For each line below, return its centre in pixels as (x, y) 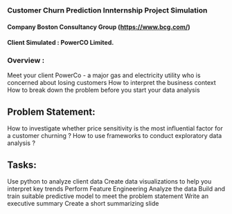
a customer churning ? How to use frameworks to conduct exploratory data (115, 136)
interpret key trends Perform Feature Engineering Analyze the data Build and (116, 189)
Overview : (26, 61)
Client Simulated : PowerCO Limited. (61, 43)
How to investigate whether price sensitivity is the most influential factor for (115, 128)
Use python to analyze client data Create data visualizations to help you (109, 182)
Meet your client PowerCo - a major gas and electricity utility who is (104, 75)
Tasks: (22, 165)
